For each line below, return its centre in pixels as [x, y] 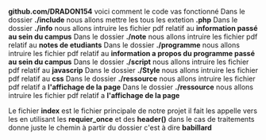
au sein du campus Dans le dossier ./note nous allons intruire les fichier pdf [133, 36]
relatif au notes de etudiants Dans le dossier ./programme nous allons [124, 45]
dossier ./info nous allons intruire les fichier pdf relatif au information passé [133, 28]
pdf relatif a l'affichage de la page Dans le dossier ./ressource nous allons [131, 87]
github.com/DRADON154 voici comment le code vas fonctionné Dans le [127, 11]
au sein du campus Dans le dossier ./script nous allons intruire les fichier [129, 62]
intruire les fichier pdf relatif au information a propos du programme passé [132, 53]
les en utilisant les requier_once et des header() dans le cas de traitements [131, 119]
